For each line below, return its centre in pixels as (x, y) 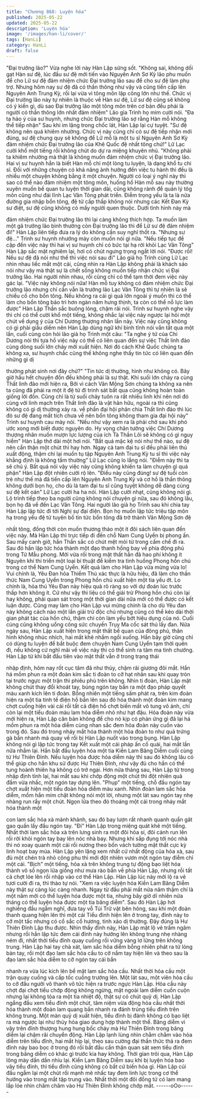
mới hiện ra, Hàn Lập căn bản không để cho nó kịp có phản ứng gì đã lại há (99, 719)
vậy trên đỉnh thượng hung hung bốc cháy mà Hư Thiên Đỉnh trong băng (95, 1028)
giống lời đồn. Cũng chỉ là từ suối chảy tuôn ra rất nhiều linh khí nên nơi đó (98, 396)
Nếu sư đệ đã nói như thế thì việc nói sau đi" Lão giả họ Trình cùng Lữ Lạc (97, 258)
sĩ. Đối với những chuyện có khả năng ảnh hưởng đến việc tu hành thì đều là (99, 169)
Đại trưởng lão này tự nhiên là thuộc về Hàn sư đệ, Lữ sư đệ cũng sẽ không (98, 99)
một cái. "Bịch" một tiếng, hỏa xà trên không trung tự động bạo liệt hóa (93, 864)
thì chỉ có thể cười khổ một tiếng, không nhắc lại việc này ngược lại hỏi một (98, 314)
